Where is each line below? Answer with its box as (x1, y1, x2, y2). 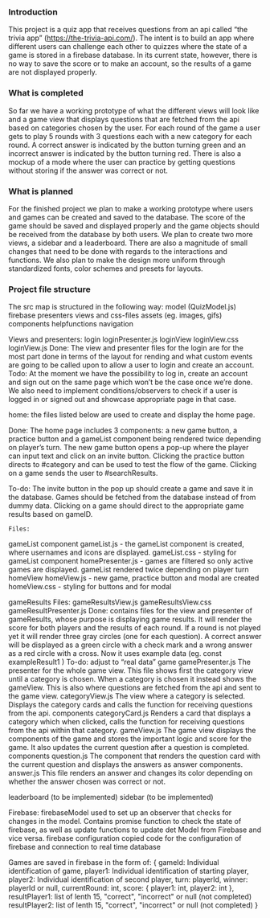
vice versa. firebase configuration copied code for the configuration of (8, 834, 243, 843)
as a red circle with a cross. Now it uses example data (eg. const (8, 649, 223, 658)
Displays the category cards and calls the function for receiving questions (8, 700, 253, 710)
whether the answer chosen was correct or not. (8, 777, 166, 786)
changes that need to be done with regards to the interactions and (8, 246, 227, 256)
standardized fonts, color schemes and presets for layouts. (8, 264, 203, 273)
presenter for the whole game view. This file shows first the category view (8, 666, 254, 675)
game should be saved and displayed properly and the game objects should (8, 220, 260, 231)
